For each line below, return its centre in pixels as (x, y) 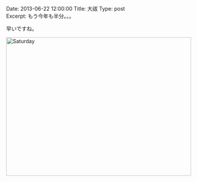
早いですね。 (22, 29)
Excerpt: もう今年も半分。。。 (41, 16)
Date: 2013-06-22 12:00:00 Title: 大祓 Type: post (66, 9)
